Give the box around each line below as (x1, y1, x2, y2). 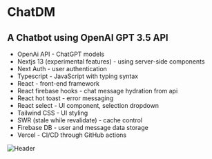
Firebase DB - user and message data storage (17, 124, 148, 131)
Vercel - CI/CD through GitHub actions (17, 131, 126, 139)
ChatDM (7, 4, 56, 20)
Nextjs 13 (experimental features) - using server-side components (17, 57, 205, 66)
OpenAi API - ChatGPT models (17, 50, 105, 58)
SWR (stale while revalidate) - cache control (17, 116, 143, 124)
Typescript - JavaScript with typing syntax (17, 72, 139, 80)
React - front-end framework (17, 79, 100, 87)
